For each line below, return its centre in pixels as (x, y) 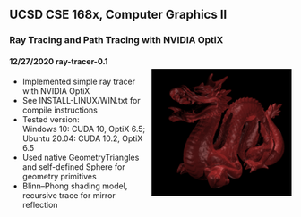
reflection (40, 204)
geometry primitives (59, 176)
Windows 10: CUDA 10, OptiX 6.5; (84, 129)
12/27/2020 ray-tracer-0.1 (59, 61)
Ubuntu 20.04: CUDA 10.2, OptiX (82, 138)
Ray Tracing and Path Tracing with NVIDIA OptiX (116, 40)
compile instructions (60, 110)
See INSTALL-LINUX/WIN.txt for (81, 100)
